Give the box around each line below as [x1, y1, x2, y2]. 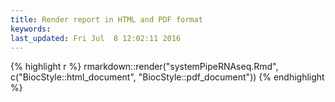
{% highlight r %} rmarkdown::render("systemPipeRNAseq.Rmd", [10, 61, 279, 73]
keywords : [10, 24, 52, 34]
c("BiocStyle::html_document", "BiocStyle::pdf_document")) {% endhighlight [10, 71, 325, 83]
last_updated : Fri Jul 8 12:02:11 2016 [10, 33, 182, 43]
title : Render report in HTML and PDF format [10, 14, 203, 25]
